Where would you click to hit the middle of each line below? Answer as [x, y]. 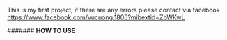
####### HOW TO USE [41, 31]
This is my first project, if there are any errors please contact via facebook [113, 10]
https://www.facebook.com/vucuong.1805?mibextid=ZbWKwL [96, 17]
